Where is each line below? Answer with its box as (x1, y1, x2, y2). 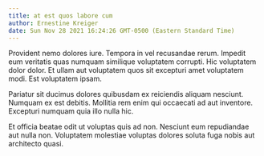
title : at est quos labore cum (8, 11, 113, 20)
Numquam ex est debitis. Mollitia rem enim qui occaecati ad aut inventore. (8, 98, 254, 108)
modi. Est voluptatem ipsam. (8, 74, 102, 84)
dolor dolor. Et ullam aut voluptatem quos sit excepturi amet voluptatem (8, 66, 245, 75)
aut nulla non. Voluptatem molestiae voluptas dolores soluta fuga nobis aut (8, 130, 255, 140)
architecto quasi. (8, 139, 64, 149)
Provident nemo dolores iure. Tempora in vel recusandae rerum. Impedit (8, 49, 246, 58)
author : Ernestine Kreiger (8, 19, 99, 27)
